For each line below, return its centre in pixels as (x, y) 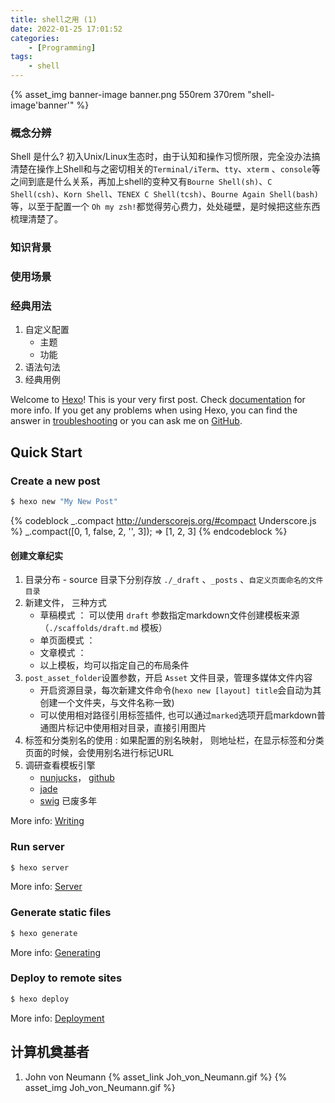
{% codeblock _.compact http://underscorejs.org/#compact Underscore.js (163, 520)
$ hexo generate (44, 933)
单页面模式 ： (67, 640)
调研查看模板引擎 (60, 765)
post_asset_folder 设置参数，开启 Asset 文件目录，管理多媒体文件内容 (168, 678)
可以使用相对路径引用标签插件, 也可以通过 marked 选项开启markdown (178, 715)
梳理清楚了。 (36, 219)
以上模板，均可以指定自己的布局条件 (114, 665)
